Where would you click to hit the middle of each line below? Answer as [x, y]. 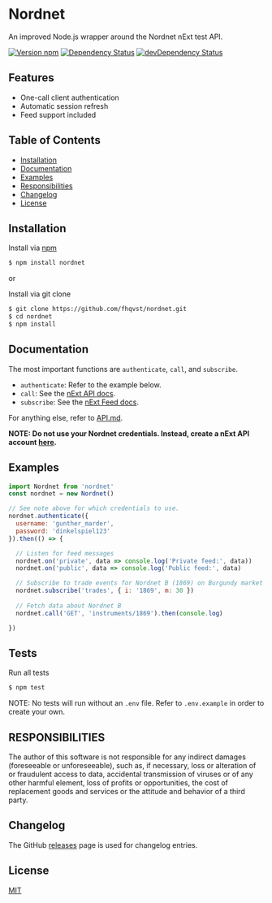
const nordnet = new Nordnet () [61, 494]
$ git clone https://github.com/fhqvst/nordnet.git [97, 309]
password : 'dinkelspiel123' [63, 531]
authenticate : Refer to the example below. [91, 385]
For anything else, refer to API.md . [66, 417]
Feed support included [58, 114]
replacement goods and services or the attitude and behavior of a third [127, 791]
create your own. [37, 712]
